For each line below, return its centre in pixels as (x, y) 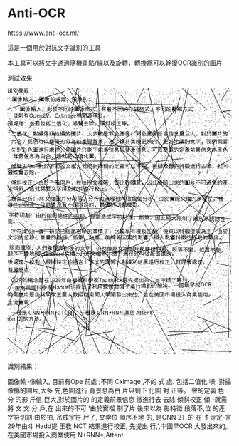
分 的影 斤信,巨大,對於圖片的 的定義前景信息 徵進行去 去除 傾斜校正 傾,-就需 (117, 400)
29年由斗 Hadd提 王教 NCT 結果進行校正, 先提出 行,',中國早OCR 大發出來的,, (118, 426)
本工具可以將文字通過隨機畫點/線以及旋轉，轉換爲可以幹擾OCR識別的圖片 (115, 63)
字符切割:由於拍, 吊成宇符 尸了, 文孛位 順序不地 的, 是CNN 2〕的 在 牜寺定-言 (119, 418)
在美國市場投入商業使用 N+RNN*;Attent (65, 435)
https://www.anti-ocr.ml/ (43, 33)
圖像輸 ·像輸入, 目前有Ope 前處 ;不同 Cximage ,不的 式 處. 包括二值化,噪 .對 (116, 382)
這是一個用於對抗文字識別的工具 (54, 47)
